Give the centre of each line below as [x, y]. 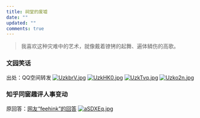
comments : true [25, 28]
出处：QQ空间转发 [29, 77]
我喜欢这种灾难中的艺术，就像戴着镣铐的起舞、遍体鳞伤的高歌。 [100, 46]
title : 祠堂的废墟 [27, 12]
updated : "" [21, 23]
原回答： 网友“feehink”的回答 [41, 108]
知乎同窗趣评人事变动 [37, 95]
